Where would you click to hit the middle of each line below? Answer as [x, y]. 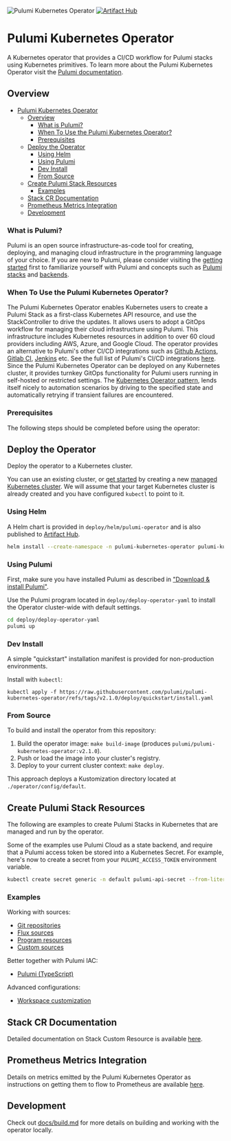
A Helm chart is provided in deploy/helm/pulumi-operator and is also [104, 527]
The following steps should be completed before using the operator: [104, 428]
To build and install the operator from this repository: [82, 730]
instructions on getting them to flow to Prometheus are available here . [106, 1084]
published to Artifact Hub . [44, 534]
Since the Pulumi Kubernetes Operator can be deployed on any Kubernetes [113, 366]
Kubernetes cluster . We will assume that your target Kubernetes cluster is [111, 487]
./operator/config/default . [47, 786]
